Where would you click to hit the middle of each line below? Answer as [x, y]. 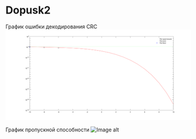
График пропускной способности [47, 130]
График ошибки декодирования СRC [52, 27]
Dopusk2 [28, 10]
